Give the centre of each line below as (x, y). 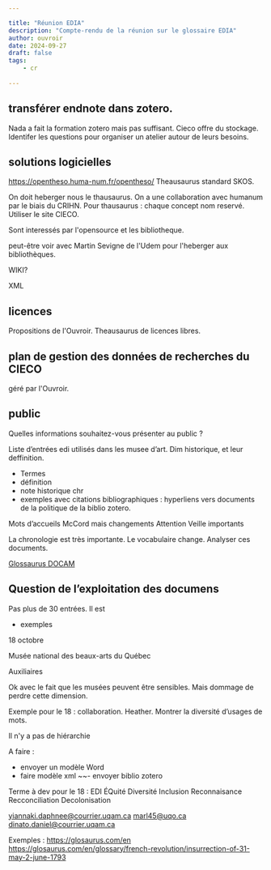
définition (36, 482)
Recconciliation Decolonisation (60, 800)
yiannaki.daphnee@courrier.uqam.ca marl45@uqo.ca (97, 816)
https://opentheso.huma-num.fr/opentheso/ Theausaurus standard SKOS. (131, 181)
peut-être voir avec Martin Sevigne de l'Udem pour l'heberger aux (119, 246)
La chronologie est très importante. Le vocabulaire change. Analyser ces (129, 539)
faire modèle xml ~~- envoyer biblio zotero (91, 775)
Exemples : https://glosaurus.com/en (70, 840)
